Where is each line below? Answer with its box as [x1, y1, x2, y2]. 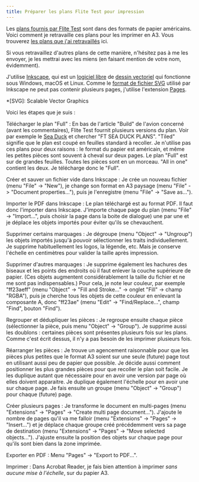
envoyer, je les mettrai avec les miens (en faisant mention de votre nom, [6, 55, 182, 62]
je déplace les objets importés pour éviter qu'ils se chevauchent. [6, 219, 164, 226]
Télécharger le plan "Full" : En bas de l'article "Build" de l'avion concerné [6, 120, 185, 127]
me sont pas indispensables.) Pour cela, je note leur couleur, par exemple [6, 279, 185, 286]
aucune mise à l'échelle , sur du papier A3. [6, 469, 110, 476]
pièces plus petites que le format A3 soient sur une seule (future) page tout [6, 353, 190, 360]
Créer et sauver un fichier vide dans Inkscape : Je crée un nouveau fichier [6, 175, 188, 183]
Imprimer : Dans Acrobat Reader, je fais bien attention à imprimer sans [6, 463, 178, 470]
